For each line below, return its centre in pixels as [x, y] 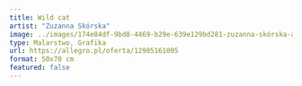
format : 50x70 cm [42, 59]
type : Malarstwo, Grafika [58, 43]
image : [22, 34]
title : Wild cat [40, 17]
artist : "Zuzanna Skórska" [60, 26]
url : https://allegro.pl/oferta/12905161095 [94, 51]
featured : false [40, 68]
